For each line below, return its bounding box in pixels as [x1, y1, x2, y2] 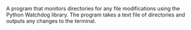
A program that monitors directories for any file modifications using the [6, 5, 180, 12]
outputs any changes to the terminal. [6, 18, 96, 24]
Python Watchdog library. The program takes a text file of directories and [6, 11, 186, 18]
